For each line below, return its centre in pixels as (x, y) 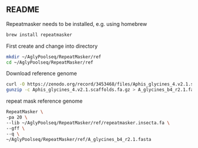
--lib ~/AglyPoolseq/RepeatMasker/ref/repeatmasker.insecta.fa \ (88, 123)
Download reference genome (42, 74)
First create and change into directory (52, 46)
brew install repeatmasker (39, 35)
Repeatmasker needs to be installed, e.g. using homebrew (77, 24)
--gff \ (16, 128)
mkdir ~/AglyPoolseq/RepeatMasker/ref (54, 57)
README (23, 10)
